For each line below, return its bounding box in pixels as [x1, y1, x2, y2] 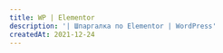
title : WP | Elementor [9, 13, 95, 22]
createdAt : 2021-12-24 [9, 30, 95, 39]
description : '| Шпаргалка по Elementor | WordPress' [9, 22, 218, 31]
